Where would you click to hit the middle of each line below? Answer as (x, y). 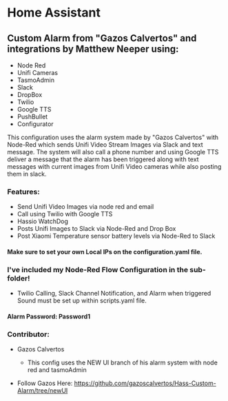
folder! (19, 278)
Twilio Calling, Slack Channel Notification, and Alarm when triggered (114, 294)
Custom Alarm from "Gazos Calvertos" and (102, 38)
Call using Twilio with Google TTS (65, 214)
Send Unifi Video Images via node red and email (85, 207)
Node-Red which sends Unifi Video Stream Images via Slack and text (105, 145)
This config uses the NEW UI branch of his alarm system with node (123, 362)
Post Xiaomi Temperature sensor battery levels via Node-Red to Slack (116, 236)
